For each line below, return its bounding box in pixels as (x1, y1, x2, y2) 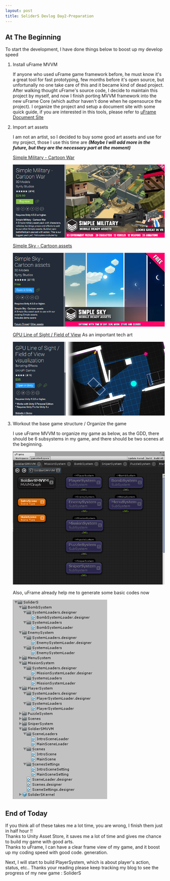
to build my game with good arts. (5, 838, 74, 845)
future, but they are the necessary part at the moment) (12, 145, 131, 151)
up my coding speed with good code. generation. (5, 849, 108, 855)
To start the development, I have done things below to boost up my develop (5, 46, 163, 53)
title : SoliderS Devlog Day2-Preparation (5, 13, 94, 19)
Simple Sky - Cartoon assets (12, 243, 72, 249)
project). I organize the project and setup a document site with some (12, 104, 155, 110)
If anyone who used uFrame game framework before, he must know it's (12, 71, 162, 77)
